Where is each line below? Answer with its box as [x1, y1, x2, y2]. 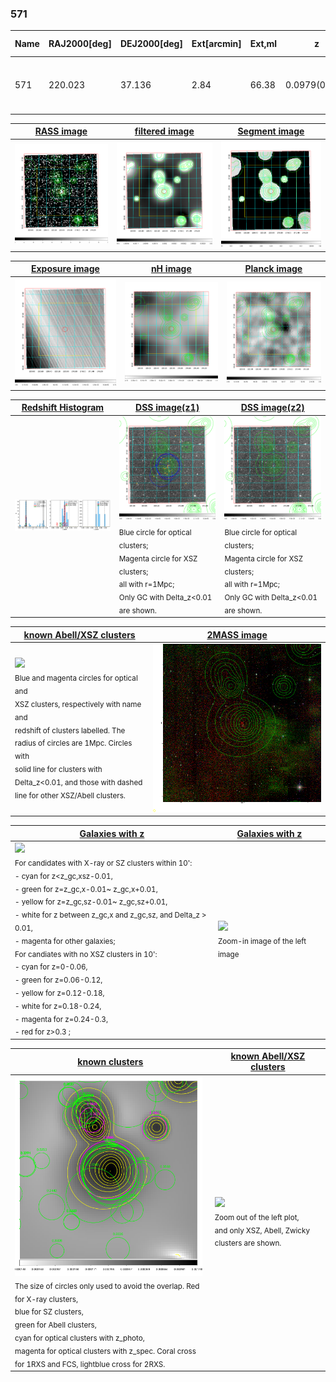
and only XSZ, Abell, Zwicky [214, 1225, 310, 1236]
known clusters [77, 1055, 144, 1067]
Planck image [244, 263, 303, 275]
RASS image [34, 125, 88, 137]
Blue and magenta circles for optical [14, 673, 138, 684]
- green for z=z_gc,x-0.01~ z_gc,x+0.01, [14, 884, 158, 894]
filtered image [134, 125, 195, 137]
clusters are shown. [214, 1238, 282, 1249]
